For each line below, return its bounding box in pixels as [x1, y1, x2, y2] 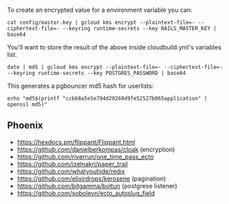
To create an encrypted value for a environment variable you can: [7, 6, 193, 14]
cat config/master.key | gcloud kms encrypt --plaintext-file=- [7, 19, 195, 26]
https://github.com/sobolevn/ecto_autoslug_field [17, 189, 155, 197]
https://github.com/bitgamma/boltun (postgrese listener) [17, 181, 177, 190]
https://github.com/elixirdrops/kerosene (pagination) [17, 174, 166, 183]
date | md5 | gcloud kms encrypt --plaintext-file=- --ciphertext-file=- [7, 64, 223, 71]
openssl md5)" [7, 101, 48, 108]
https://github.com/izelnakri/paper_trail [17, 159, 129, 168]
